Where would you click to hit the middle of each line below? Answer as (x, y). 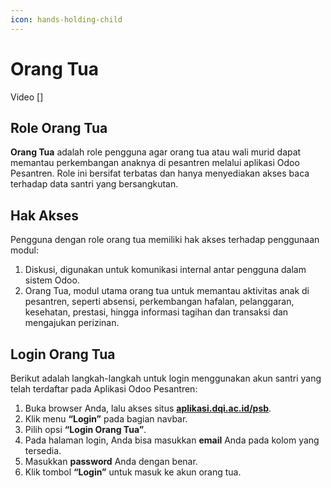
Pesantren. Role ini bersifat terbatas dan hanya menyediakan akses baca (160, 173)
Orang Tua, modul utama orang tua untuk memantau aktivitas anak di (167, 291)
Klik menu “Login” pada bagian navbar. (106, 419)
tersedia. (43, 450)
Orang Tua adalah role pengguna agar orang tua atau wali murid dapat (156, 152)
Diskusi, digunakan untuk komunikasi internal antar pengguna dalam (165, 270)
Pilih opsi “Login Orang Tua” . (85, 429)
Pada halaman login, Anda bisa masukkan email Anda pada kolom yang (172, 440)
